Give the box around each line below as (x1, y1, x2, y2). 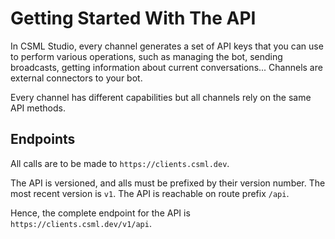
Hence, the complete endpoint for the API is (10, 207, 191, 219)
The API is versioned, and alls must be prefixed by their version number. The (10, 177, 326, 189)
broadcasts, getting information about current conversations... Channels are (10, 61, 323, 73)
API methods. (10, 102, 66, 114)
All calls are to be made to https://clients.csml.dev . (10, 157, 230, 169)
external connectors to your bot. (10, 72, 143, 84)
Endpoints (10, 131, 76, 148)
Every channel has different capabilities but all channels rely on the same (10, 91, 312, 103)
